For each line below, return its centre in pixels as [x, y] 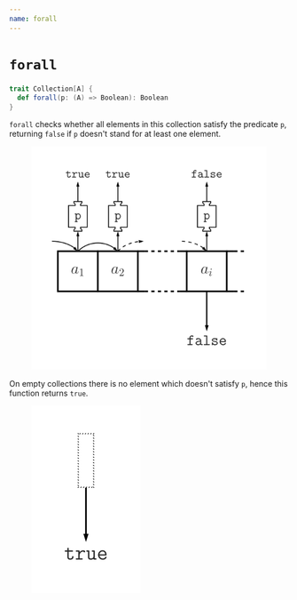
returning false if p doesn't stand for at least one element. [115, 134]
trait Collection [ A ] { [51, 89]
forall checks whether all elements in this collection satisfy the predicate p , [148, 124]
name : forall [33, 19]
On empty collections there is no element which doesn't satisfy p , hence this [148, 384]
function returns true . [49, 393]
